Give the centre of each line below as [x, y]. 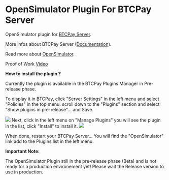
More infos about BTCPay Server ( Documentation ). [58, 44]
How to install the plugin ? [33, 73]
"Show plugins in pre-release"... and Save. [49, 109]
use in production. [24, 172]
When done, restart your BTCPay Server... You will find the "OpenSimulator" [84, 136]
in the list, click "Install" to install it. [42, 126]
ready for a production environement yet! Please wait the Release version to [84, 166]
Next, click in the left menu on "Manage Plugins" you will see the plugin [86, 120]
